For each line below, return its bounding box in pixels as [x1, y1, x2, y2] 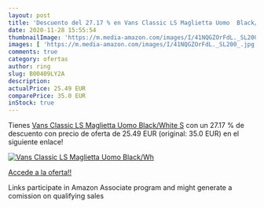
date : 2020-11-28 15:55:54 [8, 26, 97, 34]
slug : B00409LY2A [8, 70, 65, 78]
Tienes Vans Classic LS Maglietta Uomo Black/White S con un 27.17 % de [8, 121, 245, 130]
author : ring [8, 63, 51, 71]
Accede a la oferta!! [8, 168, 72, 177]
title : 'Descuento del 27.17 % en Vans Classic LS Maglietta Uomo [8, 19, 230, 27]
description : [8, 77, 51, 85]
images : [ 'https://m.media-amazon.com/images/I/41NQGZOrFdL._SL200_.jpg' [8, 41, 258, 49]
